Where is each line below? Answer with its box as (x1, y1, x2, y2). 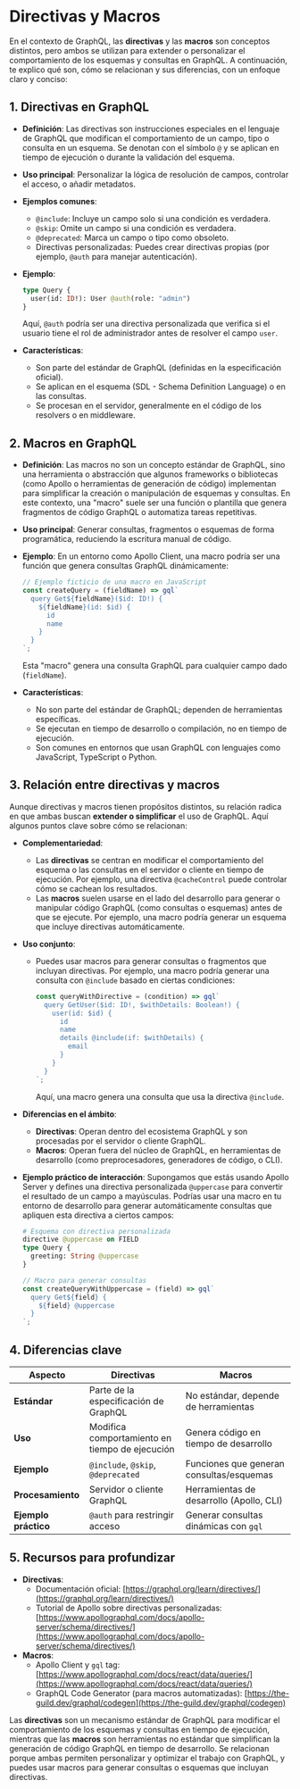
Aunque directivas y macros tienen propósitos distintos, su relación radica (9, 801, 282, 811)
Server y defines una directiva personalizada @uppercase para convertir (21, 1181, 284, 1192)
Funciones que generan (185, 1457, 286, 1469)
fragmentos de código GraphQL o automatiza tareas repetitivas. (21, 507, 257, 518)
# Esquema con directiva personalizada (21, 1227, 171, 1236)
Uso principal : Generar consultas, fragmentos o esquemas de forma (21, 524, 275, 535)
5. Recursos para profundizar (9, 1551, 176, 1566)
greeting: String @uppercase (30, 1252, 139, 1261)
